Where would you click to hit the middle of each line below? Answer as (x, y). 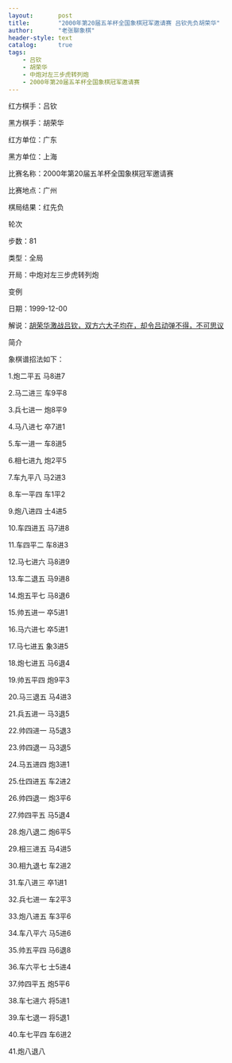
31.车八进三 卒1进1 (38, 882)
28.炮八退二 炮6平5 (40, 832)
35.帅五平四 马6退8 (40, 949)
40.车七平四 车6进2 (40, 1034)
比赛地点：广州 (33, 190)
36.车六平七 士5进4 (40, 967)
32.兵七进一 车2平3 (40, 899)
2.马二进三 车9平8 (38, 392)
